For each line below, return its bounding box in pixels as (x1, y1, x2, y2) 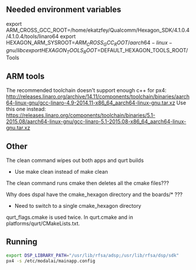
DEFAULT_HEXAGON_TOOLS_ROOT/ (100, 46, 188, 53)
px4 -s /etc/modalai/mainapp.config (6, 258, 95, 264)
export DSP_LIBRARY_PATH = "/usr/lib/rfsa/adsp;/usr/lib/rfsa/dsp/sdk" (6, 252, 180, 258)
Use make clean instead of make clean (14, 168, 108, 176)
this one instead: (6, 106, 46, 113)
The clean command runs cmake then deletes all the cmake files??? (6, 180, 170, 187)
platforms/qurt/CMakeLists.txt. (6, 220, 80, 227)
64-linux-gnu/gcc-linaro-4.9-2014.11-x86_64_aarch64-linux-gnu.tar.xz (6, 99, 176, 106)
